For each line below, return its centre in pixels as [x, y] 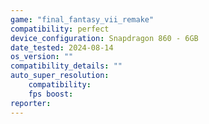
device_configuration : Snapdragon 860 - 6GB [104, 38]
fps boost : [51, 94]
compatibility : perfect [60, 29]
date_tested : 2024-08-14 [62, 47]
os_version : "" [42, 57]
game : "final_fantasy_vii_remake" [82, 19]
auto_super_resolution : [60, 76]
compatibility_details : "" [66, 66]
